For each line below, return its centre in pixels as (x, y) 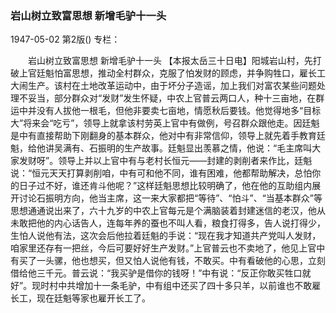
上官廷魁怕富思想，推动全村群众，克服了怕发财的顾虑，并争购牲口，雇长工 (172, 73)
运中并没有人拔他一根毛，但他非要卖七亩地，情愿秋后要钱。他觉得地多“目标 (166, 111)
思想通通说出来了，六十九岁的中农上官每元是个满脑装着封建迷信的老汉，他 (163, 211)
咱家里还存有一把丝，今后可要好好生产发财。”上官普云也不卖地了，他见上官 (163, 248)
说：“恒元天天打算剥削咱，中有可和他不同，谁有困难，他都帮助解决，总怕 (161, 173)
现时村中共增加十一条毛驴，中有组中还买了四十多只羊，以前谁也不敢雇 (176, 286)
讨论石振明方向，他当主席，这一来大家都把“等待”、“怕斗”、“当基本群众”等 (170, 198)
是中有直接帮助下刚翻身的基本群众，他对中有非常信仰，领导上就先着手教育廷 (168, 136)
